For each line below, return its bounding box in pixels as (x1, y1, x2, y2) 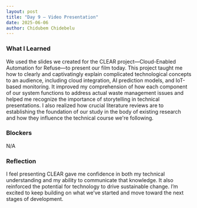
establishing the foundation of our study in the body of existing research (6, 108, 181, 115)
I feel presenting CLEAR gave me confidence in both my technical (6, 170, 165, 177)
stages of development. (6, 196, 64, 203)
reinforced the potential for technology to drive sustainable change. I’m (6, 183, 178, 190)
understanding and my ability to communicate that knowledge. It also (6, 177, 173, 184)
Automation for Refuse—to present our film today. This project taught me (6, 64, 183, 71)
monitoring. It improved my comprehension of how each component (22, 83, 188, 90)
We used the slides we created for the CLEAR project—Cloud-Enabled (6, 58, 176, 65)
